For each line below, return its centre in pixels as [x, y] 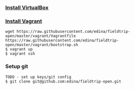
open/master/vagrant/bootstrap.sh [42, 45]
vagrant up [21, 50]
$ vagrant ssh [20, 54]
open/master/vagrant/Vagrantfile [41, 36]
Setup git [17, 66]
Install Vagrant [24, 21]
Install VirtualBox [27, 8]
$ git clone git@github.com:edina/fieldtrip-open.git [63, 81]
